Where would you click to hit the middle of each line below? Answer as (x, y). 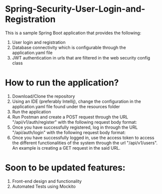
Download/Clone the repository (44, 96)
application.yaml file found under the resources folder (66, 106)
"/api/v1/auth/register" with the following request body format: (74, 122)
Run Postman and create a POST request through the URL (70, 117)
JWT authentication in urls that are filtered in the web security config (81, 58)
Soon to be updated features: (65, 168)
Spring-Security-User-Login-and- (75, 9)
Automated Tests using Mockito (44, 186)
